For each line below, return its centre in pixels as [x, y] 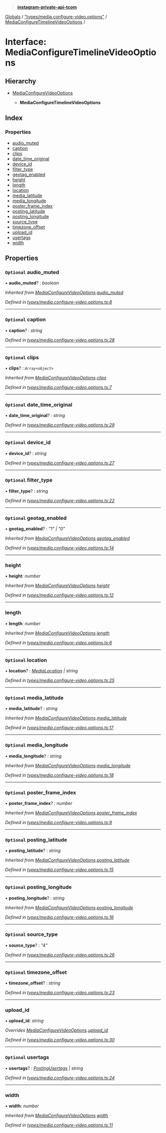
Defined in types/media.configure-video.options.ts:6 [59, 642]
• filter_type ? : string [27, 491]
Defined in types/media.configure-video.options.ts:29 [60, 425]
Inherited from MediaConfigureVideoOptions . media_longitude [68, 765]
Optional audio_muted [32, 272]
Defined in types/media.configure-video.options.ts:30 [60, 1040]
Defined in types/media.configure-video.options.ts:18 [60, 775]
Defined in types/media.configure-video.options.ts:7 [59, 387]
